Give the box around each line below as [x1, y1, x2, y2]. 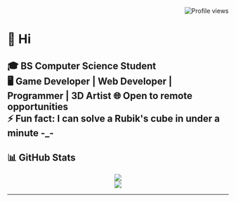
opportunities [7, 100, 69, 112]
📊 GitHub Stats [7, 151, 76, 163]
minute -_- [7, 127, 54, 139]
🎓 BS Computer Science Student [7, 60, 157, 72]
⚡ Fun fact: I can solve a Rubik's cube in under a [7, 112, 220, 124]
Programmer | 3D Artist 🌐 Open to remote [7, 90, 193, 102]
